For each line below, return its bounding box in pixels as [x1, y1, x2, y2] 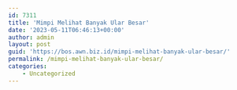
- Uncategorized [22, 70, 76, 77]
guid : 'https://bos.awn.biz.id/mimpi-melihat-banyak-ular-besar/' [8, 48, 231, 56]
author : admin [8, 33, 55, 41]
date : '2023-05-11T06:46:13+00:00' [8, 26, 125, 34]
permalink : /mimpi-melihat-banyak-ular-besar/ [8, 56, 164, 63]
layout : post [8, 41, 51, 49]
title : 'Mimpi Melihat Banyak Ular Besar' [8, 19, 150, 27]
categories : [8, 63, 47, 70]
